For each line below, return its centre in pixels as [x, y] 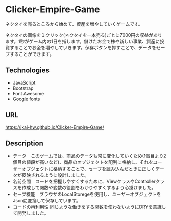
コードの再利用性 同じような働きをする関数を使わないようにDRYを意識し [89, 207]
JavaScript [24, 82]
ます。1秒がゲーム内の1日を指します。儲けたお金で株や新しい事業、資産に [83, 41]
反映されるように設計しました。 [55, 175]
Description [24, 143]
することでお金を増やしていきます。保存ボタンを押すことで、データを [83, 47]
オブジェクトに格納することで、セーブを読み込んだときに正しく [89, 169]
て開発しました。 [31, 213]
